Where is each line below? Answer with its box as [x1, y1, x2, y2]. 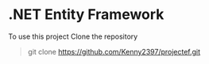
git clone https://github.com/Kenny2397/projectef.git [27, 47, 201, 56]
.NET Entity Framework [8, 6, 164, 24]
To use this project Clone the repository [8, 32, 138, 41]
